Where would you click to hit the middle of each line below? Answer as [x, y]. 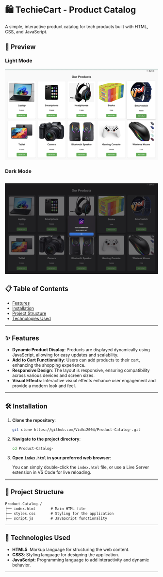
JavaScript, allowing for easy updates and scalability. [65, 355]
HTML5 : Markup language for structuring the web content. [71, 549]
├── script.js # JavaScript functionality [56, 518]
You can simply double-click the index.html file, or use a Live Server [81, 467]
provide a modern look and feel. [44, 386]
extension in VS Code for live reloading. [51, 472]
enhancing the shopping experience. [49, 365]
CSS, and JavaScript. [26, 31]
